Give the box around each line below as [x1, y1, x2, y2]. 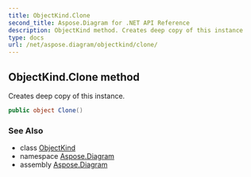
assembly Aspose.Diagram [19, 160, 108, 170]
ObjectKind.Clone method [8, 70, 141, 84]
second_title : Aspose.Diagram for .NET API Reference [8, 19, 191, 27]
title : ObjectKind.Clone [8, 11, 91, 20]
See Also [8, 125, 44, 136]
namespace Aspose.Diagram [19, 152, 115, 161]
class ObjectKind [19, 143, 76, 153]
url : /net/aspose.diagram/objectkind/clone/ [8, 41, 158, 49]
